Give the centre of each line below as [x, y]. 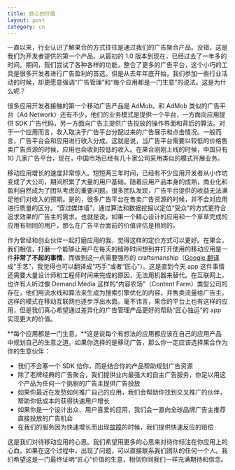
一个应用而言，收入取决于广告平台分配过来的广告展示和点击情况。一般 [114, 132]
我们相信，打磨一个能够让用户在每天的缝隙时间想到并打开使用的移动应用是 [114, 249]
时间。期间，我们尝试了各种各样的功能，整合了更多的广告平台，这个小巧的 [114, 65]
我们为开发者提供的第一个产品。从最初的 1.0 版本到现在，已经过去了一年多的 [117, 56]
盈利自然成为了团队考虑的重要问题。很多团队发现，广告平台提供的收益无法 [114, 191]
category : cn [26, 27]
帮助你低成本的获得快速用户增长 [63, 401]
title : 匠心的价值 [31, 14]
